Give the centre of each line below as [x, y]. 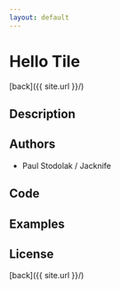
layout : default [39, 17]
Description [42, 113]
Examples [37, 224]
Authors [32, 144]
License [32, 254]
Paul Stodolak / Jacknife [66, 165]
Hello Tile [45, 61]
